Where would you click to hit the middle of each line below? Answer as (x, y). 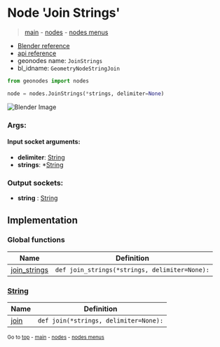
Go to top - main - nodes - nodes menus (56, 337)
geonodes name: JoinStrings (60, 60)
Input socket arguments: (44, 142)
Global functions (36, 240)
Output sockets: (35, 183)
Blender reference (43, 45)
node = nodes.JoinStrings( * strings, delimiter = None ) (86, 93)
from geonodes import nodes (48, 81)
